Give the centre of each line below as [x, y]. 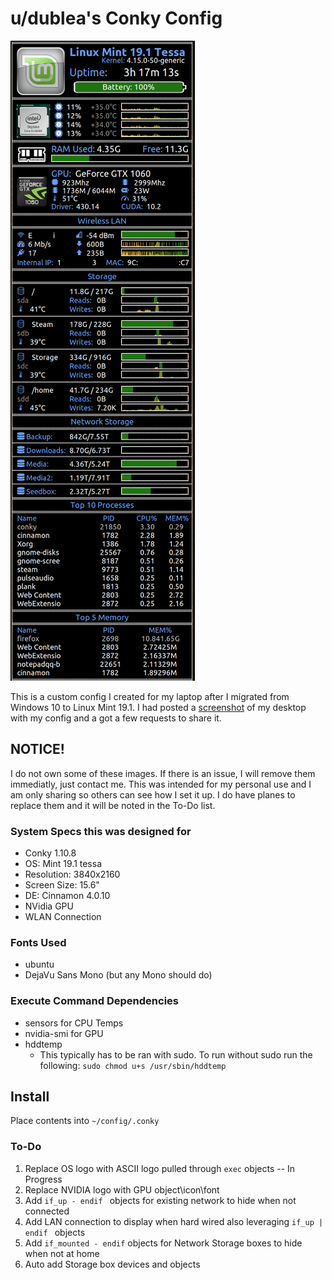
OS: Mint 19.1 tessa [63, 864]
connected [47, 1211]
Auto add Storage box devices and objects [112, 1264]
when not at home [62, 1253]
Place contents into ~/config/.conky [85, 1121]
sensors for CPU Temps [74, 1023]
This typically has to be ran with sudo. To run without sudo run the [176, 1054]
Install [30, 1097]
